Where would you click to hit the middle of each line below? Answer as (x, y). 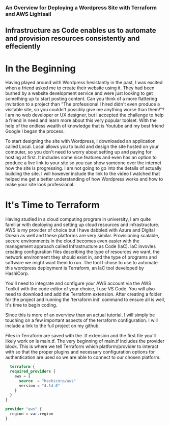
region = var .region (32, 414)
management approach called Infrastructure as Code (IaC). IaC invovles (81, 246)
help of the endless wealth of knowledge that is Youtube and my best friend (85, 126)
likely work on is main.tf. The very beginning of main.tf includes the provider (85, 341)
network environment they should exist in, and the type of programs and (81, 257)
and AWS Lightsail (28, 14)
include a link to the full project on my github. (53, 326)
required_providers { (33, 371)
